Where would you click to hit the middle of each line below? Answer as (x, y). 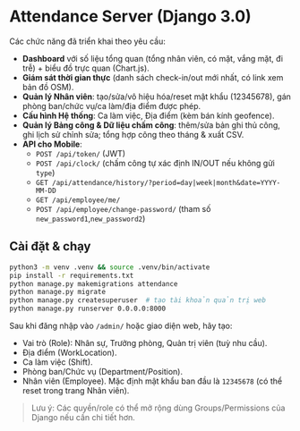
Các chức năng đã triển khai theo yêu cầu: (87, 41)
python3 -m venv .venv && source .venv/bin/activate (110, 267)
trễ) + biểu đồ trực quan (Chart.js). (86, 68)
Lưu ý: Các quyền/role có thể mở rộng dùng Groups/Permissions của (158, 408)
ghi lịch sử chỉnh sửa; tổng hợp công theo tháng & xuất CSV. (133, 134)
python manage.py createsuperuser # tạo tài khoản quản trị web (138, 300)
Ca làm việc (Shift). (57, 362)
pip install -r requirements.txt (72, 275)
